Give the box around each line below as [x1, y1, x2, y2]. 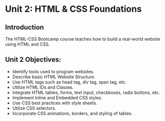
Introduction [5, 23, 44, 31]
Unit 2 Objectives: [5, 56, 62, 64]
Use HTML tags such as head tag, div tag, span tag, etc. [12, 79, 127, 85]
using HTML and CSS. [5, 41, 50, 47]
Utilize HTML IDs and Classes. [12, 84, 74, 90]
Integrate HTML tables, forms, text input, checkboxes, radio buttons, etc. [12, 90, 160, 95]
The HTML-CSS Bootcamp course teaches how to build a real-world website [5, 36, 161, 42]
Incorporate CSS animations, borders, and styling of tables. [12, 110, 133, 116]
